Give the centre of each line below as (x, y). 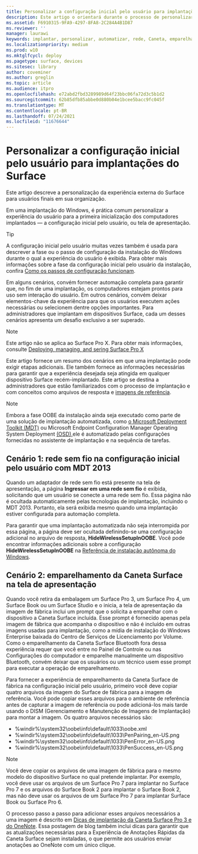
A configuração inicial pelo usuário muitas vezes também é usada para (92, 246)
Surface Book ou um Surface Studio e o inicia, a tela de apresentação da (94, 605)
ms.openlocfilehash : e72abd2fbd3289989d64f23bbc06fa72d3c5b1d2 (85, 94)
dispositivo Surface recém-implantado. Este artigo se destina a (82, 380)
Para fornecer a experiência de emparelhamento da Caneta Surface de (92, 679)
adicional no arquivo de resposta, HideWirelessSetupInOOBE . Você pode (95, 538)
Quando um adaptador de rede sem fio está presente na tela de (83, 482)
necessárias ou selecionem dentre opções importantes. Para (80, 308)
